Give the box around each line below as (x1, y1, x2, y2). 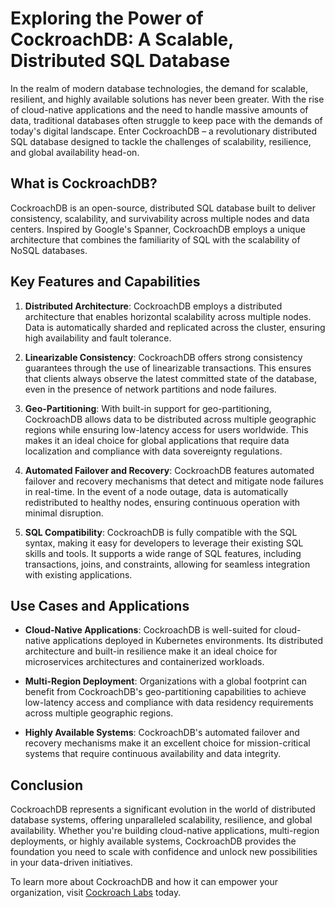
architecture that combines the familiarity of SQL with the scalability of (10, 233, 301, 246)
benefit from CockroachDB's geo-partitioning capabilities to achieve (24, 686, 307, 698)
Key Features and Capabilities (10, 273, 201, 291)
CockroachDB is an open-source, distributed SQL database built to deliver (10, 202, 316, 214)
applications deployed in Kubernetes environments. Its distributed (52, 635, 324, 647)
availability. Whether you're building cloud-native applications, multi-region (10, 825, 320, 837)
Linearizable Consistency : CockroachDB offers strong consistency (24, 351, 303, 363)
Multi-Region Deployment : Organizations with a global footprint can (24, 675, 308, 687)
